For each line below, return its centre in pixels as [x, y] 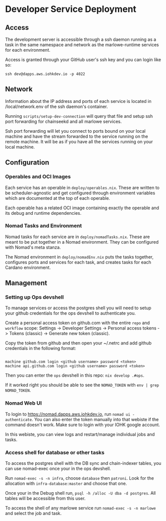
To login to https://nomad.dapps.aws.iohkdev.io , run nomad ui [68, 414]
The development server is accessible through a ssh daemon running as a [81, 39]
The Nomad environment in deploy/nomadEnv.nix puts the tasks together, [79, 257]
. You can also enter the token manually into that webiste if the [95, 419]
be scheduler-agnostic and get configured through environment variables [80, 193]
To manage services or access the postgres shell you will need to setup [78, 308]
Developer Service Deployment [71, 9]
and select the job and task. [33, 514]
